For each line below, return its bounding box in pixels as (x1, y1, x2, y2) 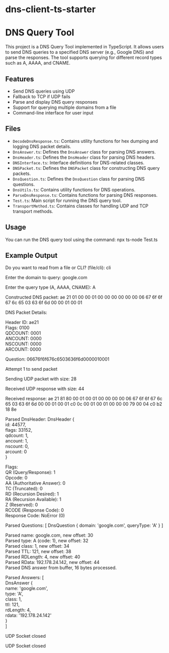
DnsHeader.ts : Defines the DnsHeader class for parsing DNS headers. (12, 154, 155, 160)
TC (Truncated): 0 (5, 486, 43, 492)
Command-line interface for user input (12, 109, 94, 115)
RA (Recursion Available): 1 (5, 496, 62, 502)
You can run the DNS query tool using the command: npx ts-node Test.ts (5, 236, 158, 243)
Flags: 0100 (5, 324, 30, 331)
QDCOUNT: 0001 (5, 330, 41, 336)
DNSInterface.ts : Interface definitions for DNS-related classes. (12, 159, 145, 166)
